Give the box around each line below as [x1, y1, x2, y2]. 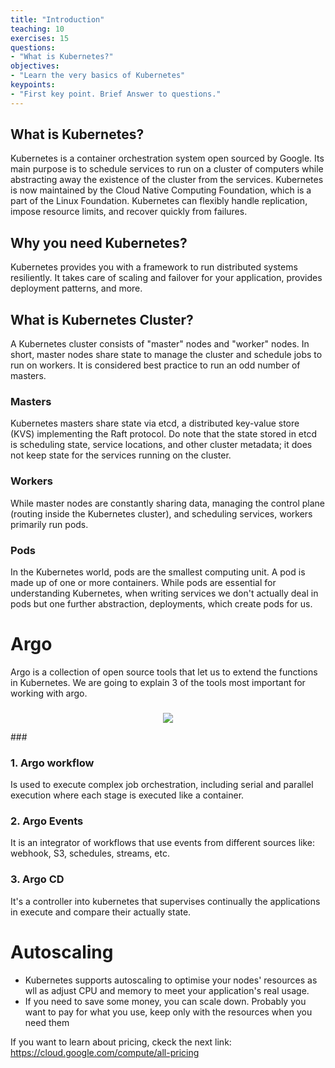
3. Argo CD [10, 872, 65, 886]
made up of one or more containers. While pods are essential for [10, 576, 277, 588]
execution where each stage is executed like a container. [10, 789, 245, 801]
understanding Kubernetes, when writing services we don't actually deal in [10, 587, 319, 599]
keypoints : [10, 80, 56, 90]
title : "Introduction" [10, 14, 105, 25]
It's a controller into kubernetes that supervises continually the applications [10, 895, 321, 907]
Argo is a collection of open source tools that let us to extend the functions [10, 666, 318, 678]
